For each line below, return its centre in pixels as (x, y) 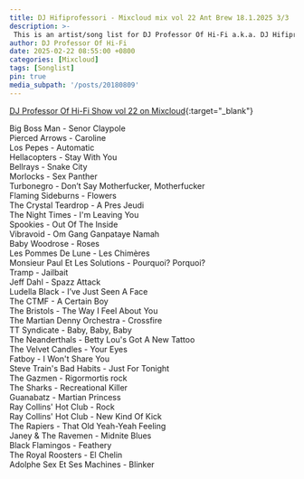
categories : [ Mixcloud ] (54, 60)
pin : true (28, 77)
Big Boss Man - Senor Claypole (68, 128)
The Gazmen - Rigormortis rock (68, 378)
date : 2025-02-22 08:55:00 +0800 (72, 52)
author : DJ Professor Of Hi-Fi (68, 43)
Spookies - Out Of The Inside (64, 224)
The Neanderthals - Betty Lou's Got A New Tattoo (102, 339)
